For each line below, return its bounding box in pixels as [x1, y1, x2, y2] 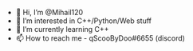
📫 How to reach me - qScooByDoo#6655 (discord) [15, 33, 186, 43]
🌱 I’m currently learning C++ [15, 25, 109, 33]
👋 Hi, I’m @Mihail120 [15, 8, 84, 17]
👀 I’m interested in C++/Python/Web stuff [15, 16, 152, 25]
